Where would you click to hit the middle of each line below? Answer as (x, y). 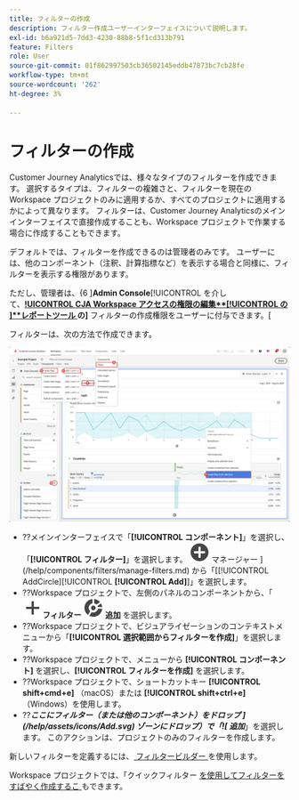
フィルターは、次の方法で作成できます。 (83, 335)
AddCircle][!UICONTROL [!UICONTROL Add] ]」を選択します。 (137, 582)
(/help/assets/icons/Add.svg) (78, 726)
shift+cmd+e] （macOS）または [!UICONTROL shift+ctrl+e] (134, 693)
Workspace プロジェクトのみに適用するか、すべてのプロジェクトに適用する (148, 199)
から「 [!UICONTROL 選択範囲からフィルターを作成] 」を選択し (160, 637)
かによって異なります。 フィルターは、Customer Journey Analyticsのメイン (148, 211)
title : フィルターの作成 (50, 19)
